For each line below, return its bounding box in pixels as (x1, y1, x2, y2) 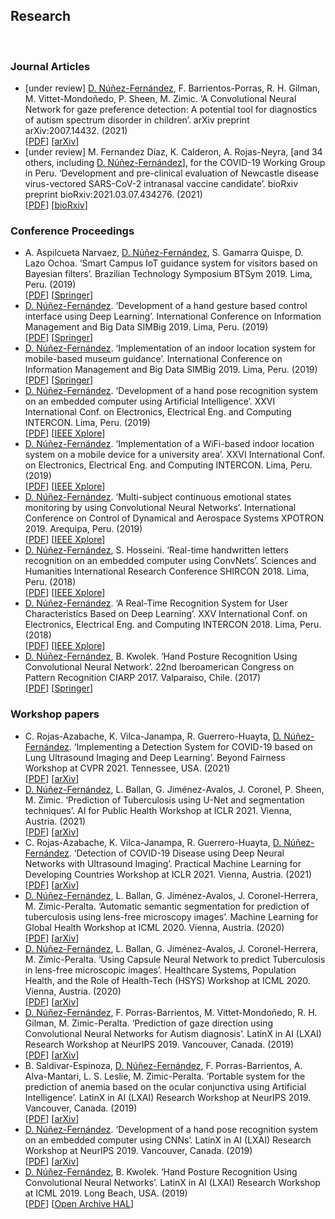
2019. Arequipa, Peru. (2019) (24, 523, 143, 535)
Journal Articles (10, 59, 91, 73)
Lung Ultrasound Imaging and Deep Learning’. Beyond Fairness (24, 751, 286, 763)
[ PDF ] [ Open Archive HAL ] (24, 1197, 135, 1209)
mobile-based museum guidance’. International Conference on (24, 353, 283, 365)
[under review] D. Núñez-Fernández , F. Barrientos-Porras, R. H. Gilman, (24, 82, 321, 94)
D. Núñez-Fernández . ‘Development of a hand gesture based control (24, 300, 308, 312)
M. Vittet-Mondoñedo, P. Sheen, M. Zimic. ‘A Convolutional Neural (24, 93, 297, 105)
